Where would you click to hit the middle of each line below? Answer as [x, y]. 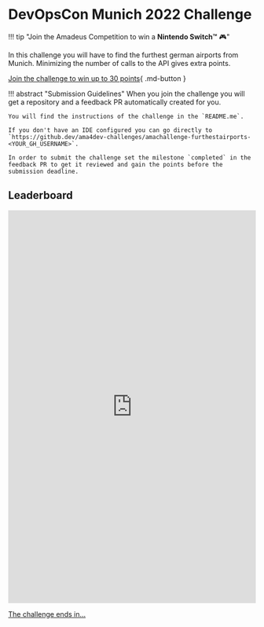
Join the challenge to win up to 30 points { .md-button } [97, 78]
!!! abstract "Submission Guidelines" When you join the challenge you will [126, 93]
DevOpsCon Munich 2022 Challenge [130, 15]
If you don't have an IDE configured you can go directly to [110, 130]
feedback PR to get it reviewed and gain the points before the [115, 164]
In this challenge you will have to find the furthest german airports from [123, 55]
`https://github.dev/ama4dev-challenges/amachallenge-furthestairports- [130, 137]
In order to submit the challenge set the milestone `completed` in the [130, 158]
